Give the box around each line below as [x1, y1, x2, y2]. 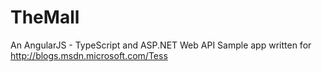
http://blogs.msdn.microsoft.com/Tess [10, 49, 168, 61]
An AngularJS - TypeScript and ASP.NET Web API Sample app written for [10, 39, 312, 51]
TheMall [10, 6, 80, 29]
